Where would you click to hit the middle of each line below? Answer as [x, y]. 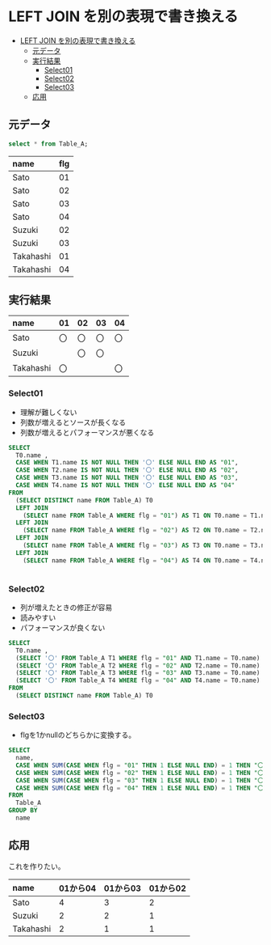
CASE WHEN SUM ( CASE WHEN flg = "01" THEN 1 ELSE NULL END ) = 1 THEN [133, 765]
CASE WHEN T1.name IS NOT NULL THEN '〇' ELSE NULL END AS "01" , [127, 463]
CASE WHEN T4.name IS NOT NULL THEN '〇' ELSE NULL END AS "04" [125, 485]
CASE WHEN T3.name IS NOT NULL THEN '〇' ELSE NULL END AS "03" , [127, 478]
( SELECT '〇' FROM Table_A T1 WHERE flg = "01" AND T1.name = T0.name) [138, 658]
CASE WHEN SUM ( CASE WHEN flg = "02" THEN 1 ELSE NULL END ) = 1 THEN [133, 773]
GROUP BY [23, 811]
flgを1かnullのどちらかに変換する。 [77, 735]
